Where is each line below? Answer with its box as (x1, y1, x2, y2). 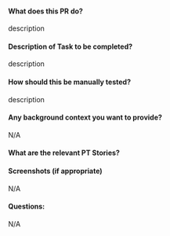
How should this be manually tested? (8, 77, 132, 87)
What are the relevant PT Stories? (8, 148, 120, 157)
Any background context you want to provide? (8, 112, 163, 122)
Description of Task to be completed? (8, 42, 133, 51)
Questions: (8, 201, 45, 212)
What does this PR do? (8, 6, 84, 16)
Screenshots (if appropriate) (8, 166, 103, 175)
